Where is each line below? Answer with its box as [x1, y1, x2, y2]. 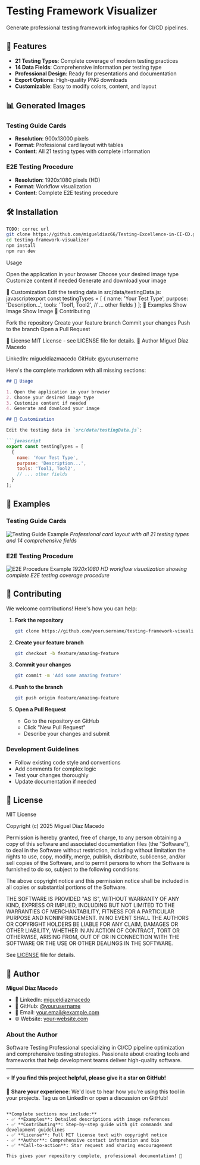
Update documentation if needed [14, 778, 96, 785]
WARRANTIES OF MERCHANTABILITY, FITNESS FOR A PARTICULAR [6, 908, 174, 915]
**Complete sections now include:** [6, 1111, 97, 1117]
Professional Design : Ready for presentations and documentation [14, 70, 177, 77]
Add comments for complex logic [14, 765, 96, 772]
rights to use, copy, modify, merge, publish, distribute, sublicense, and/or [6, 853, 186, 860]
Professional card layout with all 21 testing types [70, 530, 189, 537]
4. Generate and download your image [6, 405, 100, 412]
